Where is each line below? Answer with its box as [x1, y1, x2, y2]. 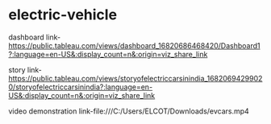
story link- [8, 64, 43, 74]
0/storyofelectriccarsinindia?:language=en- [8, 82, 153, 92]
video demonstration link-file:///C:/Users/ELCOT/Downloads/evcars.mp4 [8, 106, 250, 116]
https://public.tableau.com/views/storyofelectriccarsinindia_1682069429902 [8, 73, 263, 83]
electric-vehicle [8, 6, 118, 24]
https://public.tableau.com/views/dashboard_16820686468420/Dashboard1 [8, 40, 261, 50]
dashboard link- [8, 32, 61, 42]
